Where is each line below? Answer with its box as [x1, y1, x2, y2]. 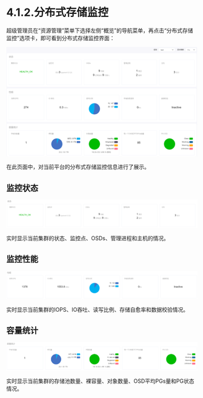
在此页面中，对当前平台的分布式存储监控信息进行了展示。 [6, 163, 150, 171]
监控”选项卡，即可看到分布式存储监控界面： [6, 34, 115, 41]
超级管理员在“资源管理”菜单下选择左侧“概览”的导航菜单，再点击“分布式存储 [6, 27, 193, 34]
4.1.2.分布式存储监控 [6, 5, 109, 19]
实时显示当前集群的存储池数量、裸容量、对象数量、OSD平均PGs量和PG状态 [6, 377, 195, 385]
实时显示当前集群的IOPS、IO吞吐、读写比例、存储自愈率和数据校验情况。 [6, 306, 189, 313]
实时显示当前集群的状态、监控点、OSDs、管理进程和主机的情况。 [6, 235, 170, 242]
